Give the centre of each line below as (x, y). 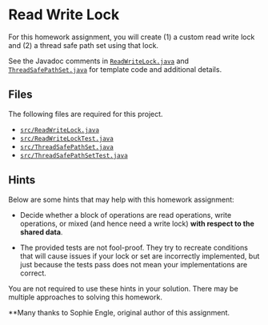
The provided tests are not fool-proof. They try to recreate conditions (134, 247)
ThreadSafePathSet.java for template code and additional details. (115, 69)
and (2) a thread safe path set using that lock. (83, 45)
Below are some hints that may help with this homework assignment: (121, 199)
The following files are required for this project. (86, 114)
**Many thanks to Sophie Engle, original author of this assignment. (119, 312)
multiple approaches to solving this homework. (85, 297)
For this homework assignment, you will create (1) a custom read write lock (132, 37)
